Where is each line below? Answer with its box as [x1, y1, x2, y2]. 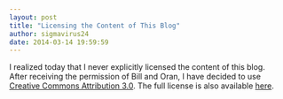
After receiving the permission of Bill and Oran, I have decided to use [9, 72, 262, 82]
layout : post [9, 12, 58, 22]
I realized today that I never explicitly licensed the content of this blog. [9, 62, 266, 72]
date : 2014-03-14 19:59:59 [9, 37, 109, 47]
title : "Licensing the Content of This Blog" [9, 21, 180, 30]
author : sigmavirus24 [9, 29, 90, 38]
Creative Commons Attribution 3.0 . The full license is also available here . [9, 80, 275, 91]
